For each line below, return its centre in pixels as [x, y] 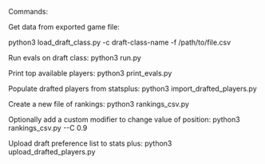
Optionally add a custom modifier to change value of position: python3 [125, 119]
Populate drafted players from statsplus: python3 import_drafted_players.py [132, 88]
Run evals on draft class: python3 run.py [75, 58]
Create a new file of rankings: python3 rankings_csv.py [99, 104]
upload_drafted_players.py [52, 152]
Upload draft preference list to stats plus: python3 [90, 143]
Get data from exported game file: [64, 27]
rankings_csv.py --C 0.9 [48, 128]
